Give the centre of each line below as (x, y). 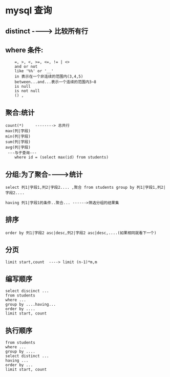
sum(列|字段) (18, 142)
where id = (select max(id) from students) (62, 157)
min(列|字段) (18, 136)
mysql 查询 (29, 11)
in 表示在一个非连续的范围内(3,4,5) (49, 77)
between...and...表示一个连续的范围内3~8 (55, 82)
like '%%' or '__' (34, 71)
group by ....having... (31, 305)
